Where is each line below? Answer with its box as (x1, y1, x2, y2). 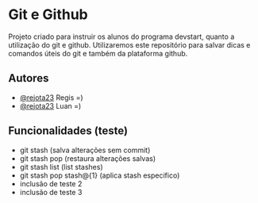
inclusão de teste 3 (19, 187, 83, 197)
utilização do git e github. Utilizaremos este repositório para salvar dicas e (8, 40, 251, 49)
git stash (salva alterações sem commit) (19, 145, 151, 155)
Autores (8, 71, 49, 85)
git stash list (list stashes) (19, 162, 103, 171)
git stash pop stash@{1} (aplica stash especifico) (19, 170, 180, 180)
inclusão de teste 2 (19, 178, 83, 188)
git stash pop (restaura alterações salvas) (19, 153, 156, 163)
